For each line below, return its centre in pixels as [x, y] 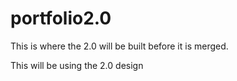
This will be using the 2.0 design [77, 65]
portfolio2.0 [61, 18]
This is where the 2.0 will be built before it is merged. [119, 46]
